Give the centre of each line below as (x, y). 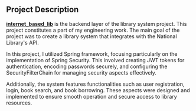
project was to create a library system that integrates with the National (92, 36)
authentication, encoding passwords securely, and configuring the (87, 66)
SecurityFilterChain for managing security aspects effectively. (81, 72)
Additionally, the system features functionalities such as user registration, (95, 84)
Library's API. (23, 42)
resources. (19, 103)
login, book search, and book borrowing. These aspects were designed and (98, 90)
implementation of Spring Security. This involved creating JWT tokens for (95, 60)
